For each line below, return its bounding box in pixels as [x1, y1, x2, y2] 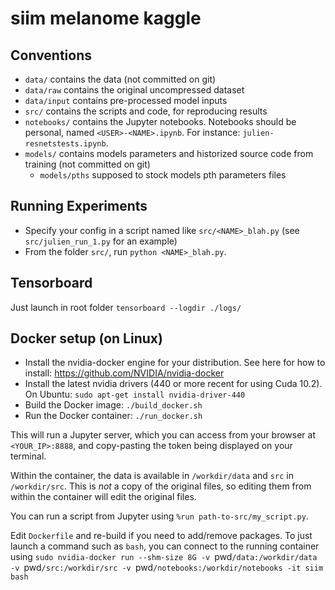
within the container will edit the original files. [10, 491, 197, 503]
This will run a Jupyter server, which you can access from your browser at [10, 429, 316, 441]
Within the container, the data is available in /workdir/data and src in [10, 470, 294, 482]
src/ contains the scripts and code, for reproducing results [24, 105, 268, 117]
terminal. [10, 450, 47, 462]
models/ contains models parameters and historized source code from [24, 148, 314, 159]
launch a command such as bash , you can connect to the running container [10, 540, 320, 552]
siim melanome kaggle [10, 7, 202, 30]
